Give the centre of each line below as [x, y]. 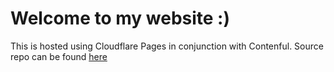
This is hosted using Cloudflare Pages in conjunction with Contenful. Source [167, 46]
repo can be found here [59, 56]
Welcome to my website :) [120, 18]
